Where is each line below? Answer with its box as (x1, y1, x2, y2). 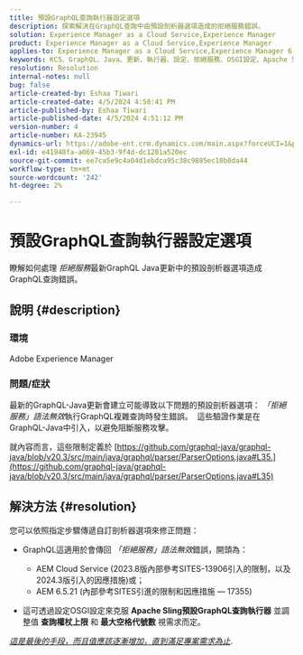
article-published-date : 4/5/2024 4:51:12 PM (9, 114, 183, 123)
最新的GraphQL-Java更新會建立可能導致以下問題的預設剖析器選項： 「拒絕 (9, 399, 287, 411)
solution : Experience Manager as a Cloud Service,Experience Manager (9, 30, 277, 39)
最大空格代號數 (100, 616, 156, 627)
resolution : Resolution (9, 64, 99, 73)
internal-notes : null (9, 72, 91, 81)
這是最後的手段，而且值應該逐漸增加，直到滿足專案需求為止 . (9, 635, 234, 646)
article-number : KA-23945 (9, 131, 106, 140)
